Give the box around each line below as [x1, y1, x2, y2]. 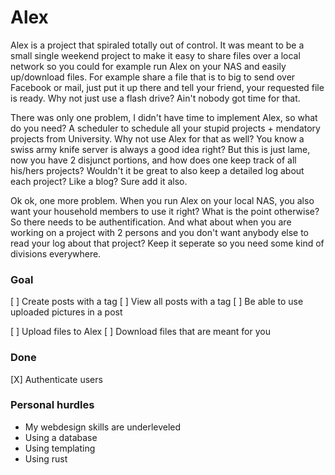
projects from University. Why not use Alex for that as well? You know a [10, 132, 305, 145]
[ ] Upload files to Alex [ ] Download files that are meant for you [10, 326, 271, 338]
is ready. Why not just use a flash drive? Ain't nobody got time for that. [10, 92, 301, 104]
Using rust [24, 452, 68, 465]
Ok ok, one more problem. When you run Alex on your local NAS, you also [10, 194, 315, 206]
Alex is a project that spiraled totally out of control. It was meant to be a [10, 39, 305, 51]
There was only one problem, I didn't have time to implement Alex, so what [10, 111, 318, 123]
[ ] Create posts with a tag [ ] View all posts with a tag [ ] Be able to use [10, 296, 304, 308]
